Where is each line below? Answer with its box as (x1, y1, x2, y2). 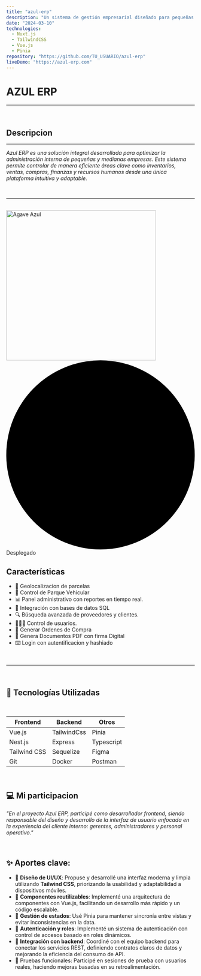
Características (6, 567, 65, 577)
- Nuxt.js (11, 31, 36, 37)
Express (51, 738, 75, 746)
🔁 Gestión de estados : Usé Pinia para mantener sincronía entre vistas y (14, 912, 191, 919)
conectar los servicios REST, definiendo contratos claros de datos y (14, 944, 182, 951)
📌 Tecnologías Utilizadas (6, 688, 100, 698)
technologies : (6, 25, 42, 32)
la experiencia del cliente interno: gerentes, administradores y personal (6, 822, 182, 830)
